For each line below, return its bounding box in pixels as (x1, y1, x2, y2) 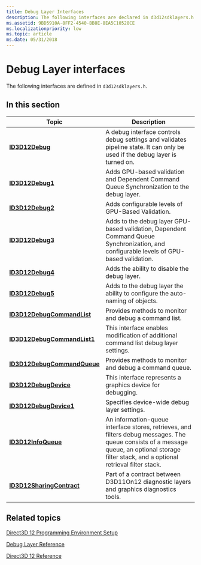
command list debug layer (105, 339, 178, 347)
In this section (6, 100, 60, 110)
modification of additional (105, 331, 178, 339)
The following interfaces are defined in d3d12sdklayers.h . (6, 82, 148, 89)
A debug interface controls (105, 127, 181, 136)
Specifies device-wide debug (105, 397, 190, 406)
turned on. (105, 157, 135, 166)
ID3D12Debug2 (9, 204, 55, 212)
